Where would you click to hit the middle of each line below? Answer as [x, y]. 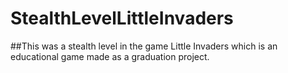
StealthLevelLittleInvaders [122, 18]
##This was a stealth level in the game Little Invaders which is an [144, 46]
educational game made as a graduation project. [110, 56]
